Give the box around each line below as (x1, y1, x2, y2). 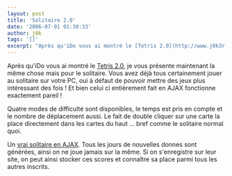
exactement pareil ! (7, 91, 63, 99)
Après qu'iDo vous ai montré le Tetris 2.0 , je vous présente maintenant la (7, 62, 215, 70)
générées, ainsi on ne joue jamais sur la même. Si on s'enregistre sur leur (7, 147, 217, 156)
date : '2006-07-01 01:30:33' (7, 23, 92, 30)
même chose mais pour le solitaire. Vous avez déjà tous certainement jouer (7, 69, 222, 77)
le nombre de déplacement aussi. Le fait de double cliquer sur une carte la (7, 112, 220, 120)
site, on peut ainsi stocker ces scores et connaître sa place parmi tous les (7, 155, 217, 163)
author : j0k (7, 29, 42, 37)
